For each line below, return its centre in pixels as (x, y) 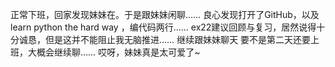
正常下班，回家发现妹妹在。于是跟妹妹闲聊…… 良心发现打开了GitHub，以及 (165, 14)
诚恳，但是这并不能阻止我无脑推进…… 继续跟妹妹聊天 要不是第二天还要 (165, 39)
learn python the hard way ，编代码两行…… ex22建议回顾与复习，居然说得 (163, 27)
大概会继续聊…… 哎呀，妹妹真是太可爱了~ (114, 52)
